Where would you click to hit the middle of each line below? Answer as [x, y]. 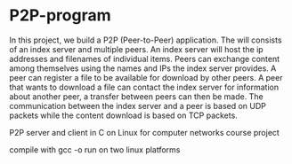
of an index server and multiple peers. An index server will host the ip [137, 49]
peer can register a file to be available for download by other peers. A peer [146, 77]
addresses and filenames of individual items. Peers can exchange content [145, 59]
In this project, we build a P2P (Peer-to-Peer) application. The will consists [146, 40]
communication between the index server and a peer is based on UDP [138, 105]
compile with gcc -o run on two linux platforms [95, 149]
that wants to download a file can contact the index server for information [144, 87]
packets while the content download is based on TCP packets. [123, 115]
